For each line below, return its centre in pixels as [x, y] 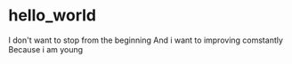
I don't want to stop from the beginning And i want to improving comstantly [146, 40]
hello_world [53, 16]
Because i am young [46, 49]
